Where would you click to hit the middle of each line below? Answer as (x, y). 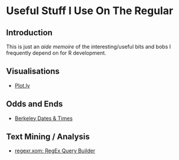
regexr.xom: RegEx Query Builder (55, 151)
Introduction (29, 33)
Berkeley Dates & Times (44, 118)
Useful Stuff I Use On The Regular (90, 11)
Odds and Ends (34, 104)
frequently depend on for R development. (56, 53)
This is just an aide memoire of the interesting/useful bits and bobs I (89, 46)
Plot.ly (22, 85)
